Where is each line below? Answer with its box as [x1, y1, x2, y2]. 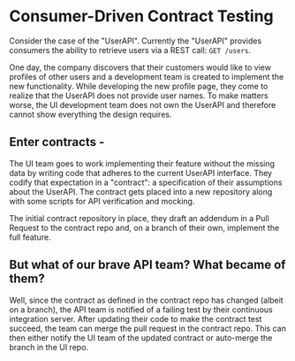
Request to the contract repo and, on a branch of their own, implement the [9, 222, 280, 233]
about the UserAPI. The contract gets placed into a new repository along [9, 186, 273, 196]
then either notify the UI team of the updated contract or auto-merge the [9, 332, 273, 342]
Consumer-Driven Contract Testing [9, 6, 274, 27]
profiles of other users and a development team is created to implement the [9, 71, 284, 81]
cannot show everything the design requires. [9, 109, 172, 119]
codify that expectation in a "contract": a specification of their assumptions [9, 177, 283, 188]
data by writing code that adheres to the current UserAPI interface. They [9, 167, 272, 178]
